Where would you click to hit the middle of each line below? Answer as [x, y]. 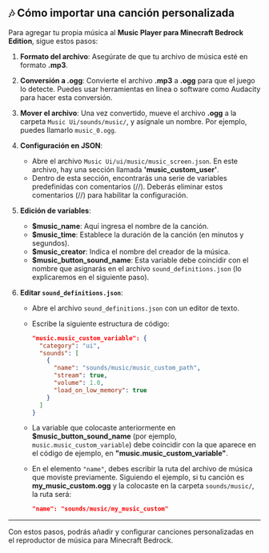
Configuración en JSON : [61, 145]
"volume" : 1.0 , [78, 383]
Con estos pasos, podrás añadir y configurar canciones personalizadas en [131, 532]
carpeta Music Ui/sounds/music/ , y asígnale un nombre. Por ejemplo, [133, 121]
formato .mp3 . [44, 65]
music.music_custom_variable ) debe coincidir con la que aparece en [144, 445]
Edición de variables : [55, 210]
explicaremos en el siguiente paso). [90, 277]
